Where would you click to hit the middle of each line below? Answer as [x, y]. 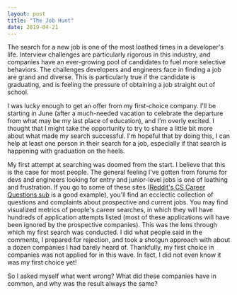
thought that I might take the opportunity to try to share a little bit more [110, 129]
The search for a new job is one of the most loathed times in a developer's [116, 47]
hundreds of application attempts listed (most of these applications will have [118, 217]
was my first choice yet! [42, 262]
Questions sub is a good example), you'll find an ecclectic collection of [110, 195]
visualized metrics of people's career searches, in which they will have [110, 210]
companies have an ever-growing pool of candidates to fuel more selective [117, 62]
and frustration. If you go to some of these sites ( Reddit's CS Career [106, 187]
